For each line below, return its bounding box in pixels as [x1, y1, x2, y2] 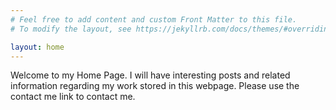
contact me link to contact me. [10, 91, 136, 103]
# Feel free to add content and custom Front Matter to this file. [10, 14, 298, 25]
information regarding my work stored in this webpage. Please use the [10, 80, 300, 92]
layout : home [10, 42, 65, 52]
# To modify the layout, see [10, 24, 132, 34]
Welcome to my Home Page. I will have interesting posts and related [10, 69, 291, 81]
